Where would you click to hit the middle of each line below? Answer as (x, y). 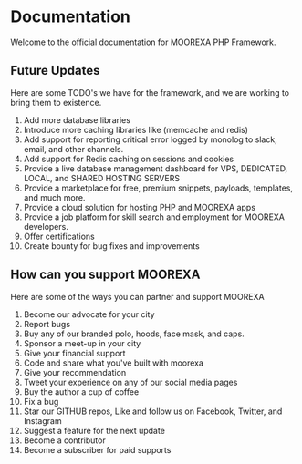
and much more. (54, 197)
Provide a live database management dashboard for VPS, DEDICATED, (156, 168)
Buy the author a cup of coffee (81, 392)
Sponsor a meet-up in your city (82, 343)
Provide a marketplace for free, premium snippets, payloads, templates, (158, 188)
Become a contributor (64, 440)
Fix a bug (41, 401)
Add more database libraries (77, 119)
